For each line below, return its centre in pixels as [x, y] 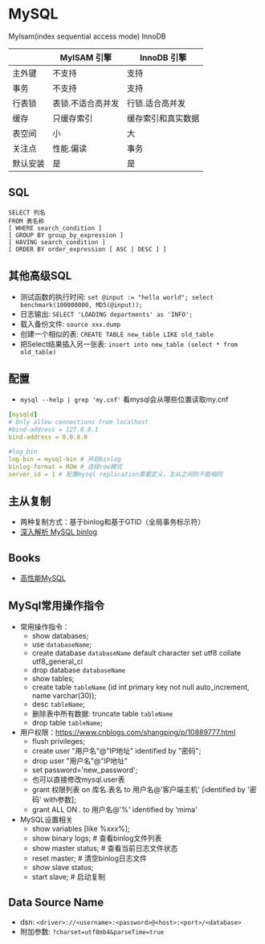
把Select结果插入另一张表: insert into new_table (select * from [129, 344]
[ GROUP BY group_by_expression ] [66, 235]
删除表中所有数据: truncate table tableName [102, 713]
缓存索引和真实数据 [163, 118]
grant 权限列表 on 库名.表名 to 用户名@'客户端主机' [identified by [139, 789]
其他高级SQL [40, 276]
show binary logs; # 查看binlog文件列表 [97, 838]
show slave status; [63, 867]
